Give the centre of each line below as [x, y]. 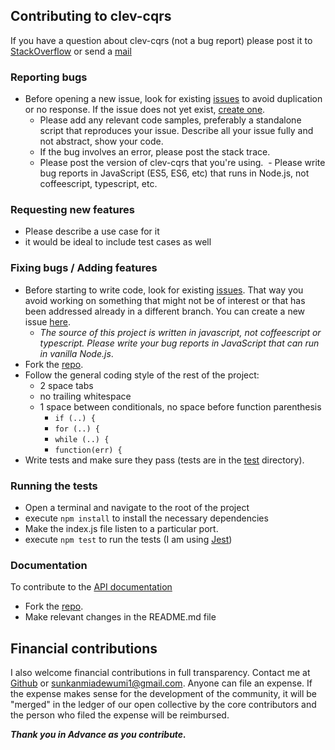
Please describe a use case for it [92, 231]
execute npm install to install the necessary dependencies [146, 518]
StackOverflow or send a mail [71, 51]
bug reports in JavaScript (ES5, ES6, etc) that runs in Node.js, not [174, 173]
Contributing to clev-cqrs [91, 16]
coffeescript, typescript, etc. [98, 184]
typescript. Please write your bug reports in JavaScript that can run [179, 343]
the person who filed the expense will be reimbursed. [120, 715]
